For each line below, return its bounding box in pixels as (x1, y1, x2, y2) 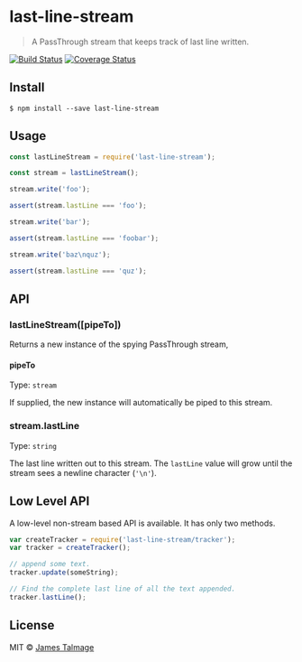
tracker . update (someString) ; (9, 568, 119, 577)
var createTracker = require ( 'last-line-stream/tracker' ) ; (9, 535, 236, 544)
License (9, 618, 55, 633)
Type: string (9, 440, 57, 451)
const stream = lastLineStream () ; (9, 169, 140, 178)
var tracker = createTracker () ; (9, 544, 131, 553)
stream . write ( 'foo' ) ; (9, 185, 91, 194)
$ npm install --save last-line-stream (9, 104, 160, 113)
